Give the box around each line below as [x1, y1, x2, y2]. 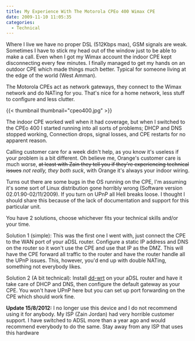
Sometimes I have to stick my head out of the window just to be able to [6, 47, 177, 54]
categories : [6, 19, 35, 25]
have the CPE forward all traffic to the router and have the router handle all [6, 251, 186, 258]
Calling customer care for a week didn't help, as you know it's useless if [6, 149, 179, 156]
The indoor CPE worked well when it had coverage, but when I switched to [6, 118, 186, 126]
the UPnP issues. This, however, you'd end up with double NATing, [6, 257, 166, 264]
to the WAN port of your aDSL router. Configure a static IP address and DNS [6, 238, 189, 246]
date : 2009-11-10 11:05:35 [6, 14, 72, 20]
